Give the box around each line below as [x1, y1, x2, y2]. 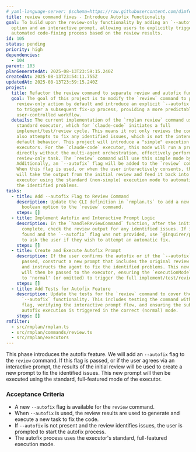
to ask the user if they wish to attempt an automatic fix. [21, 237, 171, 243]
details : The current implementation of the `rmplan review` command [11, 118, 184, 123]
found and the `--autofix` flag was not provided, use [21, 232, 158, 237]
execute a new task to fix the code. [14, 416, 99, 423]
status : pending [6, 42, 45, 47]
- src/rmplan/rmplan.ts [11, 324, 69, 330]
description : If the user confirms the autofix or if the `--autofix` [16, 253, 192, 259]
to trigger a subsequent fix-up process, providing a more [16, 106, 163, 112]
